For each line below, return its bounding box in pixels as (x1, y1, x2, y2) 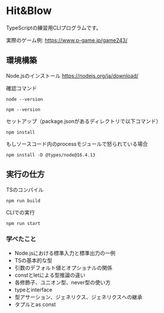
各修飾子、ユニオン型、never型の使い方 (14, 278, 111, 285)
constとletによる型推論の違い (14, 271, 86, 278)
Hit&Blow (6, 4, 52, 18)
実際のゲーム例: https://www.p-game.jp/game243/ (6, 36, 128, 43)
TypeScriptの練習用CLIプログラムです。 (6, 24, 101, 31)
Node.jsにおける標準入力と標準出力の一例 (14, 249, 116, 256)
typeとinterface (14, 286, 53, 293)
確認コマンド (6, 84, 37, 91)
